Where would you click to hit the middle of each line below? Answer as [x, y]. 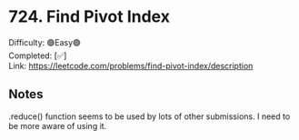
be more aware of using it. [58, 125]
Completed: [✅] [38, 55]
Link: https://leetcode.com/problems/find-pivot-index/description [131, 65]
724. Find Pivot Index [89, 17]
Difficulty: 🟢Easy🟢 [45, 42]
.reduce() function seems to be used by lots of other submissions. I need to [149, 116]
